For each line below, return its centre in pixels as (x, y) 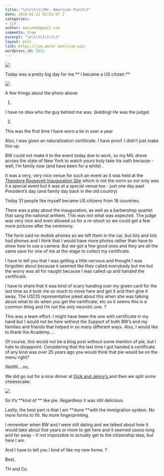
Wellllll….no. (17, 367)
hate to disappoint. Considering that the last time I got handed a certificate (80, 347)
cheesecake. (18, 381)
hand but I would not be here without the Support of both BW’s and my (76, 321)
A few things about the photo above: (42, 93)
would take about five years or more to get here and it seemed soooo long (80, 430)
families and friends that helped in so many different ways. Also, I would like (82, 327)
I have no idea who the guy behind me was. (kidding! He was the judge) (77, 112)
